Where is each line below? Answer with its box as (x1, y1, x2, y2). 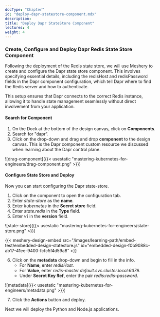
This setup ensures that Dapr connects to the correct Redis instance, (5, 93, 143, 99)
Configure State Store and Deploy (5, 172, 74, 178)
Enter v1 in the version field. (12, 213, 69, 219)
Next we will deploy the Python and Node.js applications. (5, 306, 119, 312)
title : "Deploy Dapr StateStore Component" (5, 20, 95, 26)
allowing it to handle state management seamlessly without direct (5, 99, 136, 104)
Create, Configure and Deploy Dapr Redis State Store (5, 46, 133, 53)
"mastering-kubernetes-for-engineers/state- (60, 222, 150, 228)
